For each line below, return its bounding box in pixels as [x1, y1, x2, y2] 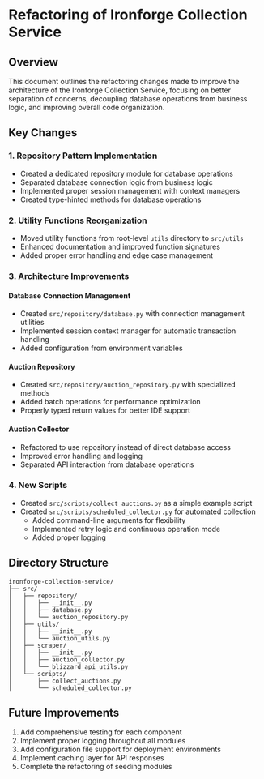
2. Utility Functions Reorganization [8, 215, 147, 226]
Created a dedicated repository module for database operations [19, 169, 233, 178]
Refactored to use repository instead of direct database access [19, 442, 231, 452]
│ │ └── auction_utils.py [8, 634, 111, 642]
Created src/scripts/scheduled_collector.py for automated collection [19, 507, 257, 516]
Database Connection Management [8, 290, 131, 301]
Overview [8, 55, 59, 69]
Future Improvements [8, 706, 120, 720]
